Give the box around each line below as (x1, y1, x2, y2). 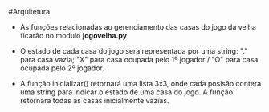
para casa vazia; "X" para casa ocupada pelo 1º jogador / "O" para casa (19, 55, 259, 64)
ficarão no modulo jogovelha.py (19, 31, 128, 40)
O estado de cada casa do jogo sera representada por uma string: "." (19, 46, 248, 55)
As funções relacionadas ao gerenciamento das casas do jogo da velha (19, 22, 257, 31)
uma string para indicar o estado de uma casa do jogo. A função (19, 87, 234, 97)
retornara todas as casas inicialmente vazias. (19, 96, 169, 105)
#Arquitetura (8, 7, 51, 16)
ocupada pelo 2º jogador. (19, 63, 104, 73)
